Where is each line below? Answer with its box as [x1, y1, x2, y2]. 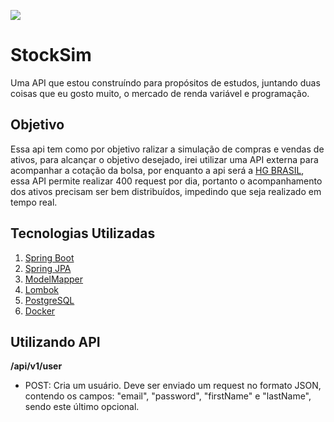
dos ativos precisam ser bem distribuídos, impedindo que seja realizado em [10, 185, 322, 197]
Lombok [24, 283, 60, 295]
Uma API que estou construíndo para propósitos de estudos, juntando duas [10, 76, 321, 89]
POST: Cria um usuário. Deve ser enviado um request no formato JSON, [24, 380, 322, 392]
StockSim [10, 44, 92, 67]
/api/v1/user [10, 360, 63, 372]
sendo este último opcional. [24, 401, 140, 413]
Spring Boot [24, 251, 75, 264]
